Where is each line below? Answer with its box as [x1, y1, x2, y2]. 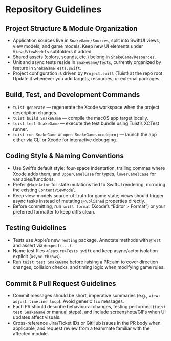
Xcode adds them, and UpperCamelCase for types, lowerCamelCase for [12, 170, 156, 177]
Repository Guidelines [5, 4, 102, 15]
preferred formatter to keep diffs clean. [12, 208, 96, 215]
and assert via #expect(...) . [12, 242, 73, 249]
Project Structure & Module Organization [5, 24, 138, 33]
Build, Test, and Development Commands [5, 91, 140, 99]
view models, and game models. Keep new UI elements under [12, 43, 143, 49]
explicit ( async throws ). [12, 253, 61, 260]
